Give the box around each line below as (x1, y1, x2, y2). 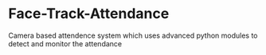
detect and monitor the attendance (8, 38, 123, 48)
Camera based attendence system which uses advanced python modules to (8, 31, 258, 40)
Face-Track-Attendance (8, 5, 170, 23)
